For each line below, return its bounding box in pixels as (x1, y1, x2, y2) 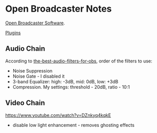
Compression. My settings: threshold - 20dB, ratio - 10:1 (12, 84, 130, 90)
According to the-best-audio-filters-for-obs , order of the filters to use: (5, 58, 152, 64)
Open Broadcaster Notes (5, 3, 112, 15)
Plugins (5, 29, 21, 36)
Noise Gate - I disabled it (12, 73, 65, 79)
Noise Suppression (12, 68, 53, 74)
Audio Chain (5, 44, 46, 53)
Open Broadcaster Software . (5, 20, 65, 26)
